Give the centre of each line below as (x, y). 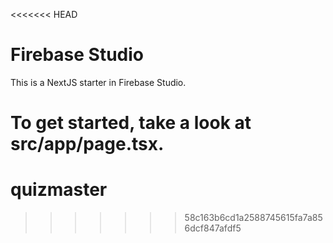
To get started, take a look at (131, 123)
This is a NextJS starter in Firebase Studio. (98, 82)
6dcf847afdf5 (213, 228)
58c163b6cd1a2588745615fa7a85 (253, 218)
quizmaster (59, 190)
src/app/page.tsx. (87, 144)
